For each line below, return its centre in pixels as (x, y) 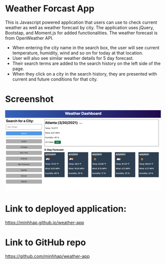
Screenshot (29, 99)
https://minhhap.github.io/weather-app (45, 222)
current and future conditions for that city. (55, 79)
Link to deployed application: (66, 209)
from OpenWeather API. (29, 38)
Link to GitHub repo (46, 242)
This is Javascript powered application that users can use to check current (81, 22)
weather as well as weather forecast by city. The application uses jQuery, (80, 27)
